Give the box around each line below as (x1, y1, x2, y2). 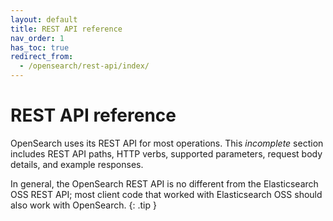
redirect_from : (10, 52, 74, 62)
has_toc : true (10, 42, 70, 53)
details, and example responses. (10, 158, 144, 170)
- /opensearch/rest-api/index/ (19, 61, 150, 71)
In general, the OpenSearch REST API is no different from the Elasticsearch (10, 177, 319, 190)
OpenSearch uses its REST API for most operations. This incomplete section (10, 137, 324, 149)
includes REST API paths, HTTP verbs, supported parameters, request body (10, 147, 323, 160)
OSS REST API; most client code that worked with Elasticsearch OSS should (10, 188, 323, 200)
